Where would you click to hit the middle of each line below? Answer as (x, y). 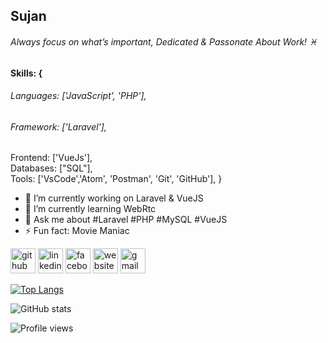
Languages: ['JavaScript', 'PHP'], (78, 96)
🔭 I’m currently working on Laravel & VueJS (114, 198)
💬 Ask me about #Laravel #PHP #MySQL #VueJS (126, 220)
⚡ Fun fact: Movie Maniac (77, 231)
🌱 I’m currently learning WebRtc (90, 209)
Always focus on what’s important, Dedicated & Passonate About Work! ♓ (164, 41)
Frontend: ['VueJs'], (51, 158)
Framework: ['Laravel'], (58, 126)
